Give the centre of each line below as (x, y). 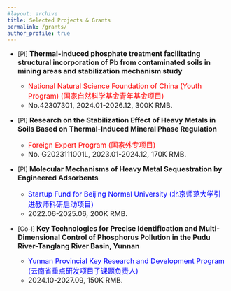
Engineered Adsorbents (58, 178)
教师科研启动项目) (64, 205)
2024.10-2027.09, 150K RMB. (76, 281)
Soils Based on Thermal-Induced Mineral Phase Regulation (117, 129)
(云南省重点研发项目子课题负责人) (83, 271)
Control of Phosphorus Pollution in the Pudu (136, 237)
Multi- (210, 229)
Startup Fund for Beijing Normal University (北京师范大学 (121, 194)
